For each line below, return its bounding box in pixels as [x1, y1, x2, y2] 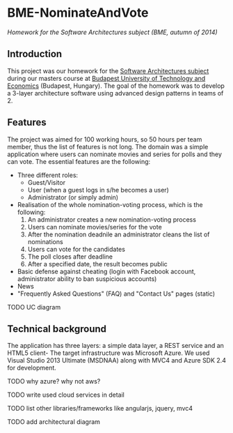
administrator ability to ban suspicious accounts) [17, 274, 157, 283]
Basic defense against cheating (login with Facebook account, [17, 267, 196, 275]
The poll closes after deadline [27, 252, 113, 261]
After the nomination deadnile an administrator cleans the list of [27, 230, 210, 238]
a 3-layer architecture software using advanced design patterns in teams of [7, 89, 224, 97]
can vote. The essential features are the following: [7, 157, 151, 165]
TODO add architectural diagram [7, 418, 101, 426]
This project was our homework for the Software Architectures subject [7, 66, 209, 75]
